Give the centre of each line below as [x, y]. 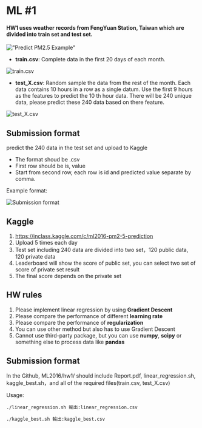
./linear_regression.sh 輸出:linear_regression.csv [72, 407]
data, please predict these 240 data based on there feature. [90, 102]
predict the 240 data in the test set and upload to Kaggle [77, 148]
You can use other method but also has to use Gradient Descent [95, 329]
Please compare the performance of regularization [79, 322]
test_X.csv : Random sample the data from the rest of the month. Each [103, 83]
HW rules [24, 295]
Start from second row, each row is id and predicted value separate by [103, 172]
